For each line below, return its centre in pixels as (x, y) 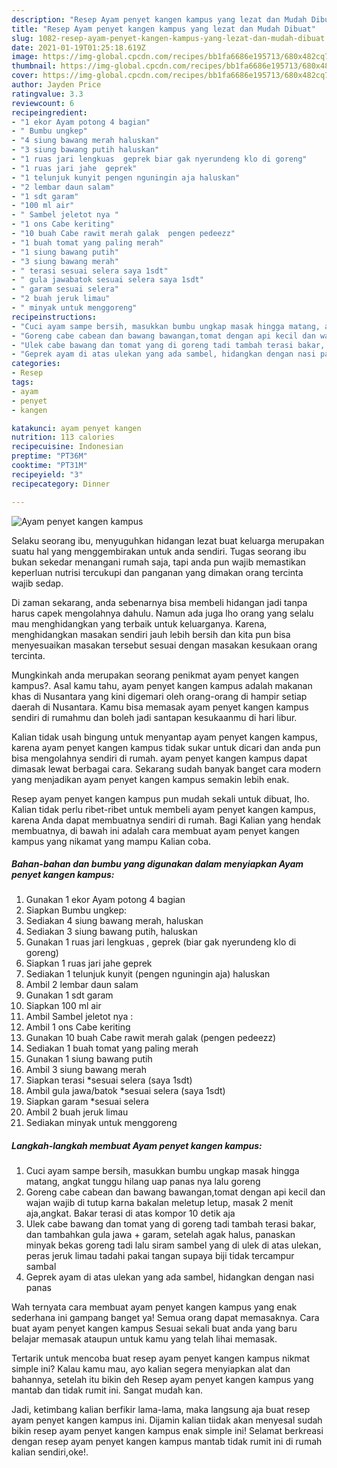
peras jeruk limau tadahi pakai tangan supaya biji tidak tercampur (160, 1256)
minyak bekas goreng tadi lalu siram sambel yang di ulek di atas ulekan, (173, 1245)
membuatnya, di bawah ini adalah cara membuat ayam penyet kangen (155, 830)
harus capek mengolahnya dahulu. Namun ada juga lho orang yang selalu (162, 613)
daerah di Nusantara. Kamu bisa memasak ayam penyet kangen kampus (160, 707)
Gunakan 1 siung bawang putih (89, 1059)
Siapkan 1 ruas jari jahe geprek (89, 963)
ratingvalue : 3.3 (47, 94)
